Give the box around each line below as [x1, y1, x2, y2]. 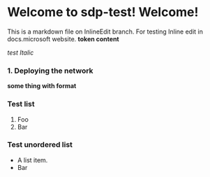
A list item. [17, 155, 48, 164]
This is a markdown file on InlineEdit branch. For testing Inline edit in [7, 27, 204, 36]
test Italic [7, 48, 34, 57]
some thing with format [7, 82, 77, 90]
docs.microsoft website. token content [7, 34, 120, 43]
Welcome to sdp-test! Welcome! [7, 4, 199, 20]
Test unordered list [7, 140, 73, 150]
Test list [7, 99, 35, 109]
